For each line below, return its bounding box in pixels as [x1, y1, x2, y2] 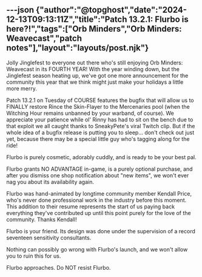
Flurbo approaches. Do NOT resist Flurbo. [6, 264, 111, 271]
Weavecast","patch [6, 33, 82, 44]
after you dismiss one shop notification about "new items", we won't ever [6, 171, 189, 179]
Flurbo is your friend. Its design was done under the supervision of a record [6, 227, 196, 234]
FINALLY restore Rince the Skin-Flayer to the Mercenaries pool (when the [6, 103, 190, 110]
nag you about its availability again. [6, 178, 95, 185]
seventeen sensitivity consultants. [6, 234, 92, 241]
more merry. [6, 84, 38, 92]
